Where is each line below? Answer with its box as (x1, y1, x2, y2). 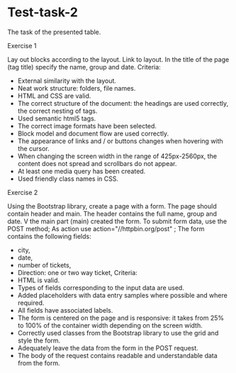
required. (17, 299, 45, 307)
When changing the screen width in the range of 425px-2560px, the (17, 152, 218, 160)
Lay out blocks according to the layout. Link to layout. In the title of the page (7, 55, 230, 64)
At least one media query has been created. (17, 167, 146, 175)
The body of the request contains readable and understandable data (17, 351, 218, 360)
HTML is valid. (17, 276, 60, 284)
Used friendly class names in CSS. (17, 174, 119, 183)
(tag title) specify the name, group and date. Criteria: (7, 62, 161, 71)
